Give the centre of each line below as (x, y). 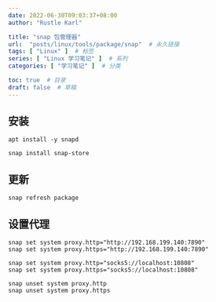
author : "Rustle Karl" (45, 23)
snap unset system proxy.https (59, 291)
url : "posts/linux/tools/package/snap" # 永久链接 (94, 44)
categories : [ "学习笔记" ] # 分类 (64, 66)
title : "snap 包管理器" (44, 37)
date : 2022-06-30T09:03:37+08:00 (63, 15)
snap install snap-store (49, 154)
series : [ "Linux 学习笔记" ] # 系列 (68, 59)
